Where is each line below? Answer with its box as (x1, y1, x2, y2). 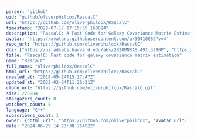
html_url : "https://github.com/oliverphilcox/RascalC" (6, 69, 143, 75)
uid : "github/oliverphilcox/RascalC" (6, 14, 98, 20)
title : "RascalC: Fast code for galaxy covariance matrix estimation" (6, 52, 182, 58)
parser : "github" (6, 8, 49, 15)
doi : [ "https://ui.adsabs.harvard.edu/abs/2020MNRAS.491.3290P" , (6, 47, 169, 53)
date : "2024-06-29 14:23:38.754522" (6, 123, 96, 129)
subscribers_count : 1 (6, 112, 59, 118)
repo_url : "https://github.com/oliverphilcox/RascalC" (6, 42, 143, 48)
